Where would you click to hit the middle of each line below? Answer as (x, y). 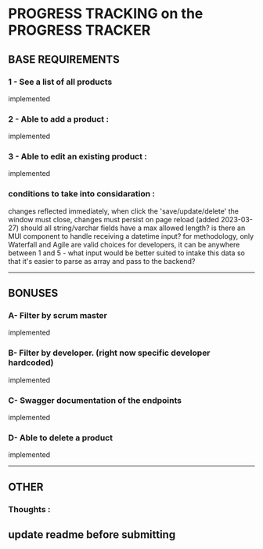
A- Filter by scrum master (58, 316)
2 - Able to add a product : (59, 119)
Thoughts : (29, 509)
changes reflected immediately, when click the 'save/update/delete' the (124, 211)
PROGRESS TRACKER (79, 30)
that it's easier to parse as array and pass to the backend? (102, 261)
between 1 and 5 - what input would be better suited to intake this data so (126, 253)
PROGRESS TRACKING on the (106, 14)
